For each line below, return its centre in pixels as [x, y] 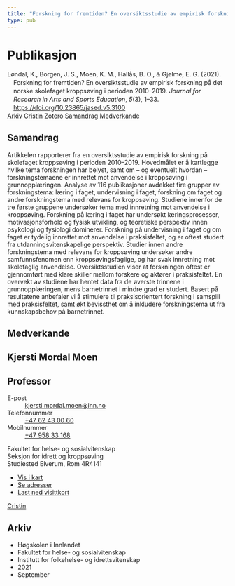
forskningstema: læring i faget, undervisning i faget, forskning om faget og [115, 192]
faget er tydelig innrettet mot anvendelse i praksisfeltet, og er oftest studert [116, 237]
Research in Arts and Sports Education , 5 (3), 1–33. [86, 100]
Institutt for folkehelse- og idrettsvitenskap [79, 560]
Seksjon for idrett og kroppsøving [55, 456]
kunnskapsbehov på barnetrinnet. [56, 311]
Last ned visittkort [43, 493]
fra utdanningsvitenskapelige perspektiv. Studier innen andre [95, 244]
